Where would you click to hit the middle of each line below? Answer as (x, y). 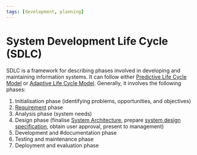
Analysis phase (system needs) (53, 113)
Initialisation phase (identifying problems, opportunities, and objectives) (103, 101)
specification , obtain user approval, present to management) (89, 126)
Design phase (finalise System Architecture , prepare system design (98, 120)
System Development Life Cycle (87, 41)
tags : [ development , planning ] (45, 12)
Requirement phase (39, 107)
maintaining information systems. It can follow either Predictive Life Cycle (96, 77)
